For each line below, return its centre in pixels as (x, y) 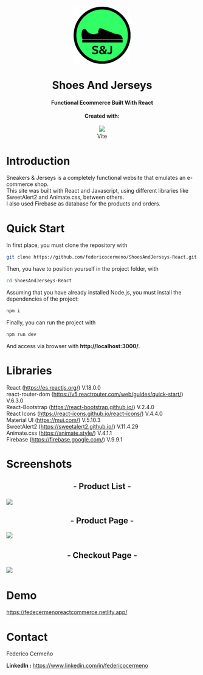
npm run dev (21, 334)
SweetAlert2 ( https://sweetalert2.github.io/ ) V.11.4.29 (72, 426)
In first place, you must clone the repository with (67, 245)
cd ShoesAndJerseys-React (39, 281)
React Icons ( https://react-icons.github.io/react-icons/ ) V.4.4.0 (84, 413)
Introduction (38, 161)
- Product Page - (102, 521)
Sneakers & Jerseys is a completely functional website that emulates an (96, 178)
